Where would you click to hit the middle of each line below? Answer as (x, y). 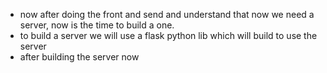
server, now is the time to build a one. (97, 25)
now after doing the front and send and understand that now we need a (167, 14)
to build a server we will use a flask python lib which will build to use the (168, 35)
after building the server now (79, 57)
